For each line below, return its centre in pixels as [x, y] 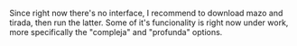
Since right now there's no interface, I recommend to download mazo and [146, 13]
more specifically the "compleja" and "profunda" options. [116, 32]
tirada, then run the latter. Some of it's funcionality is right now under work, [149, 23]
